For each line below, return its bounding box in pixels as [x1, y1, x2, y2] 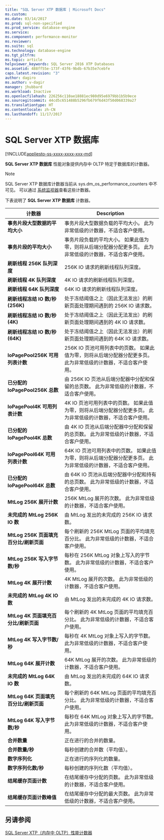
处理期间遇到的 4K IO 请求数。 [79, 318, 149, 325]
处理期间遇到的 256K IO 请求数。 [79, 302, 155, 309]
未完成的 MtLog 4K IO [7, 592, 59, 599]
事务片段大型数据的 [7, 220, 52, 227]
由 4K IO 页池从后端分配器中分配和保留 [64, 423, 154, 430]
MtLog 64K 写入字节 [7, 717, 55, 724]
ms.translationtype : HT [5, 103, 54, 108]
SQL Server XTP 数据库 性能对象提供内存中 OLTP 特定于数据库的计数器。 [5, 161, 152, 167]
